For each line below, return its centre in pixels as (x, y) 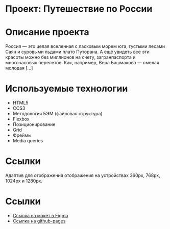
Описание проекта (47, 32)
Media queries (28, 141)
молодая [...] (19, 68)
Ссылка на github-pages (39, 221)
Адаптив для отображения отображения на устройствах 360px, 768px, (83, 175)
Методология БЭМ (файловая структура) (58, 114)
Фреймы (22, 135)
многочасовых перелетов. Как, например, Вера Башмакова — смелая (82, 63)
